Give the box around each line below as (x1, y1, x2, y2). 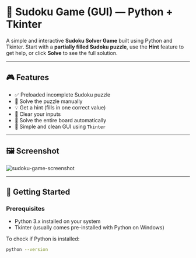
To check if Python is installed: (6, 235, 80, 242)
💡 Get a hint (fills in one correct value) (14, 104, 106, 111)
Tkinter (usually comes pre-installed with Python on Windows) (14, 224, 164, 231)
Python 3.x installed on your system (14, 218, 101, 225)
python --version (6, 247, 48, 253)
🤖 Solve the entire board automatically (14, 116, 107, 123)
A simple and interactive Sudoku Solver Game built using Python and (6, 37, 173, 44)
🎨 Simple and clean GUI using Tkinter (14, 123, 106, 130)
